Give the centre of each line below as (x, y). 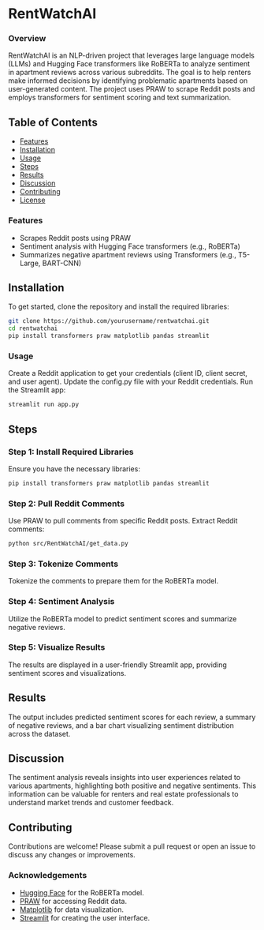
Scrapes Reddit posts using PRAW (75, 238)
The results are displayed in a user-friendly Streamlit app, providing (117, 665)
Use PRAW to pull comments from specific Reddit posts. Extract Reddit (123, 521)
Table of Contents (53, 122)
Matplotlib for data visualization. (72, 909)
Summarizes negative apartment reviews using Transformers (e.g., (128, 254)
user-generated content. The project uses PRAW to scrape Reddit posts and (132, 89)
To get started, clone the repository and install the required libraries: (119, 307)
